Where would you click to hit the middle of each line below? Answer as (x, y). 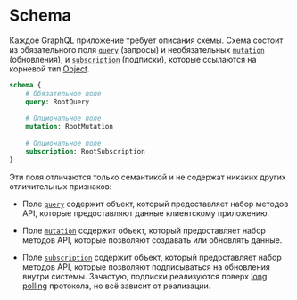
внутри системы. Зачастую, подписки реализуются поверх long (144, 276)
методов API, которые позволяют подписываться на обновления (146, 267)
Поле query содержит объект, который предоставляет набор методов (155, 204)
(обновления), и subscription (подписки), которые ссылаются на (133, 59)
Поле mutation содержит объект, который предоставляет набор (144, 230)
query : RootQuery (58, 102)
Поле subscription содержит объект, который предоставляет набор (152, 257)
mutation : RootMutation (70, 127)
